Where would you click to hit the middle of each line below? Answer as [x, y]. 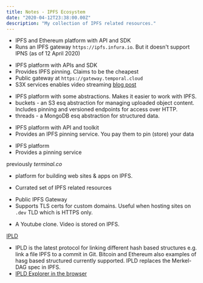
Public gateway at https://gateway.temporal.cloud [79, 78]
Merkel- [182, 261]
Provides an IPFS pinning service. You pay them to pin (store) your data [105, 134]
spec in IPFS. [44, 267]
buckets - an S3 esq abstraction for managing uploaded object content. [105, 103]
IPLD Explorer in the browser [51, 274]
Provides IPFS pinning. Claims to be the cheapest [77, 72]
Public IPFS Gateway [41, 200]
